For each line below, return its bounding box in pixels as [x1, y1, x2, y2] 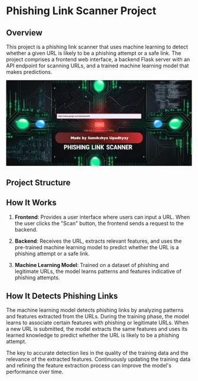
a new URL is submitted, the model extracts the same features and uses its [6, 325, 187, 333]
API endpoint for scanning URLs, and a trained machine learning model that [6, 62, 189, 69]
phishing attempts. [14, 273, 60, 281]
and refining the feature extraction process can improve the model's [6, 362, 172, 369]
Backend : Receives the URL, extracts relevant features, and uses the [14, 237, 182, 245]
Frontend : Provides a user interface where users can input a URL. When [14, 213, 190, 220]
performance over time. [6, 368, 64, 376]
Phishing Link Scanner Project [6, 4, 157, 18]
